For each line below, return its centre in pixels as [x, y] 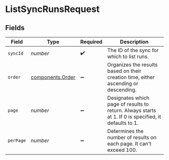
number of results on [132, 137]
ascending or [123, 84]
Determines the [125, 131]
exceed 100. [122, 150]
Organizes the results [133, 65]
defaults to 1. [123, 123]
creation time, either [131, 77]
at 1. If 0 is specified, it [134, 117]
